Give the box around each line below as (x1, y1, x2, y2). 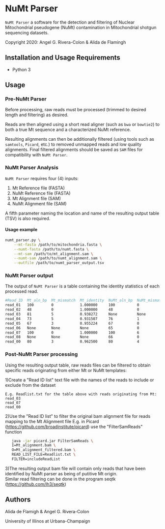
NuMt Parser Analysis (5, 164, 59, 171)
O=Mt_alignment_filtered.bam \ (11, 447, 76, 453)
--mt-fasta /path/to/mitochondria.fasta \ (14, 242, 102, 247)
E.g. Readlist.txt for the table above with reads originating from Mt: (5, 392, 157, 397)
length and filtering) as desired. (5, 112, 69, 118)
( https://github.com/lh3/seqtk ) (5, 481, 66, 487)
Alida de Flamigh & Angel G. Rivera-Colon (5, 508, 89, 514)
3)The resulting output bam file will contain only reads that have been (5, 466, 146, 471)
